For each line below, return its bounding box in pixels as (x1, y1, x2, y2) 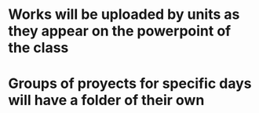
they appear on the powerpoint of (8, 22, 232, 40)
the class (8, 39, 69, 56)
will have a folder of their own (8, 92, 205, 109)
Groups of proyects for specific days (8, 75, 253, 93)
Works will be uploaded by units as (8, 5, 240, 24)
